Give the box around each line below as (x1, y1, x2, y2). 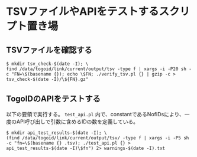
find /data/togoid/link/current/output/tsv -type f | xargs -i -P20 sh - (6, 66, 192, 72)
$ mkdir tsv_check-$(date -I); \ (6, 61, 89, 67)
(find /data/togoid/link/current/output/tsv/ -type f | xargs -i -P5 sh (6, 135, 189, 141)
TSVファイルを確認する (6, 45, 93, 55)
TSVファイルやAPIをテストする (6, 5, 159, 18)
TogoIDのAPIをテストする (6, 94, 101, 104)
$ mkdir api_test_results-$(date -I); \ (6, 130, 108, 136)
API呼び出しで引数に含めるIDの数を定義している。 (16, 118, 139, 125)
